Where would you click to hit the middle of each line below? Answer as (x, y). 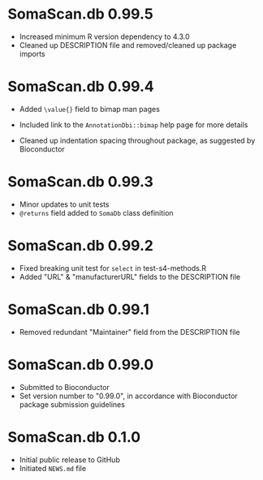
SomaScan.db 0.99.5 (80, 14)
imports (32, 54)
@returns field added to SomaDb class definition (96, 212)
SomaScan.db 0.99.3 (80, 182)
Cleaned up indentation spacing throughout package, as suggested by (137, 140)
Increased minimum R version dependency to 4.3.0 (104, 36)
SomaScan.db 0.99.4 (81, 87)
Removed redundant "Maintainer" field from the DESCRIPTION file (129, 332)
